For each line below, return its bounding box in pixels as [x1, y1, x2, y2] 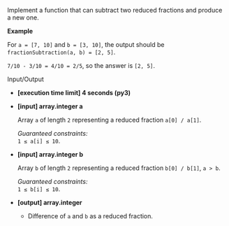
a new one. [7, 13, 40, 22]
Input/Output [7, 75, 44, 83]
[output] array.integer [17, 199, 82, 206]
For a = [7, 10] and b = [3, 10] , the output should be [7, 41, 165, 48]
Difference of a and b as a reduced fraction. [27, 212, 154, 220]
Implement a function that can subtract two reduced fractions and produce [7, 6, 223, 14]
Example [7, 27, 34, 35]
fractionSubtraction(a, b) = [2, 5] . [7, 48, 116, 56]
